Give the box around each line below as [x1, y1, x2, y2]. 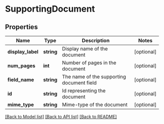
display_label [7, 49, 39, 55]
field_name [7, 76, 34, 83]
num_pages [7, 62, 36, 69]
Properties [5, 23, 38, 31]
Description [82, 37, 110, 44]
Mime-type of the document [61, 101, 128, 108]
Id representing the [61, 88, 106, 94]
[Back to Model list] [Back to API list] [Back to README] [5, 114, 117, 120]
